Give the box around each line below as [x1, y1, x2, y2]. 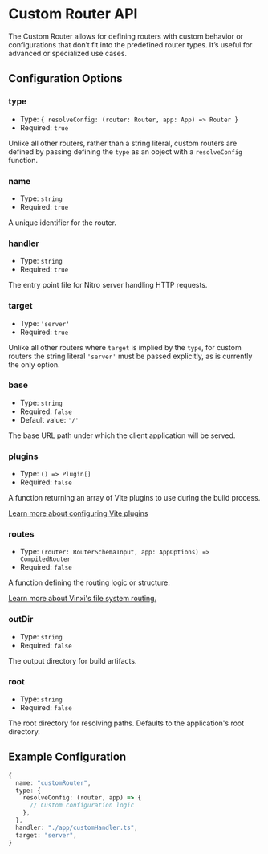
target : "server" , [15, 831, 78, 840]
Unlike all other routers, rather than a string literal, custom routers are [8, 138, 238, 148]
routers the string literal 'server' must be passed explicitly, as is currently [8, 351, 253, 361]
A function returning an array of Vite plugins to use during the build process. [8, 493, 261, 503]
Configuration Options [8, 72, 123, 85]
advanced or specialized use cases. [8, 48, 127, 58]
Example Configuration [8, 750, 127, 764]
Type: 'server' [19, 318, 70, 328]
